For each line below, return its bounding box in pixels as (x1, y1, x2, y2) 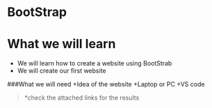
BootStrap (7, 4, 67, 20)
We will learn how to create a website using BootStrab (17, 59, 172, 68)
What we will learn (7, 36, 116, 52)
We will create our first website (17, 67, 106, 75)
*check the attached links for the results (24, 93, 140, 102)
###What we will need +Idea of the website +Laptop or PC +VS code (7, 80, 205, 88)
